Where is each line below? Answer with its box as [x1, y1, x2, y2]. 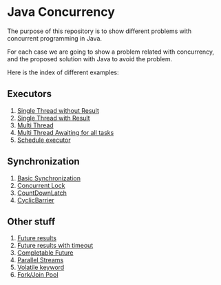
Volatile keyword [17, 263, 65, 272]
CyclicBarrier [17, 196, 55, 204]
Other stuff [7, 215, 56, 227]
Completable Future [17, 249, 74, 257]
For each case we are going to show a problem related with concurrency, [7, 47, 215, 56]
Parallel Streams [17, 256, 64, 264]
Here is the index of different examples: [7, 68, 119, 76]
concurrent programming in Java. [7, 34, 102, 42]
